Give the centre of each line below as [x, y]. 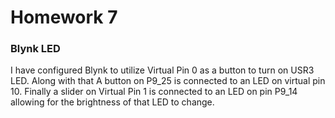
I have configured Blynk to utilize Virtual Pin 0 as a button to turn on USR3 [162, 70]
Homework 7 [64, 17]
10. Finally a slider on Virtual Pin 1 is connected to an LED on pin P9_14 [154, 92]
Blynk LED [35, 49]
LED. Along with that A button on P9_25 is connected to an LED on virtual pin [168, 81]
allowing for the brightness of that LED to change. [112, 102]
